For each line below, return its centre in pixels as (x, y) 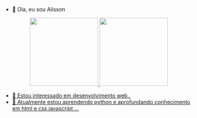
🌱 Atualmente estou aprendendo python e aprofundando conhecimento (101, 102)
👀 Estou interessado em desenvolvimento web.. (71, 96)
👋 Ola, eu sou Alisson (38, 9)
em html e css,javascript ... (45, 108)
